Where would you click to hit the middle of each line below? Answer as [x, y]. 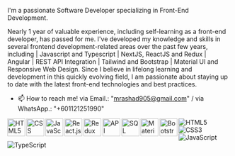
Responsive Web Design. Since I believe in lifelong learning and [100, 69]
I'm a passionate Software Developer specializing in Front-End [98, 10]
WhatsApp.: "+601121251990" [61, 108]
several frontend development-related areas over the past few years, [108, 46]
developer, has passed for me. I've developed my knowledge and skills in [114, 39]
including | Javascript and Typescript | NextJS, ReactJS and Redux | [107, 54]
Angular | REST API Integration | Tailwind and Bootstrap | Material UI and [113, 62]
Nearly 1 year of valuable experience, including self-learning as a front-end [117, 32]
